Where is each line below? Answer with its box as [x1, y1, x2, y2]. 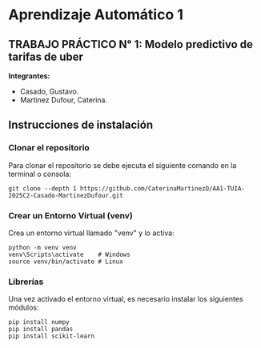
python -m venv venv [8, 243, 78, 251]
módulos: [8, 302, 39, 313]
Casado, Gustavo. [19, 86, 79, 96]
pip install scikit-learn [8, 332, 94, 341]
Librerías [8, 276, 44, 287]
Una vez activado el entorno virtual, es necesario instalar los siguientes [8, 294, 243, 304]
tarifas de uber [8, 50, 84, 63]
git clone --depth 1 [8, 184, 78, 193]
